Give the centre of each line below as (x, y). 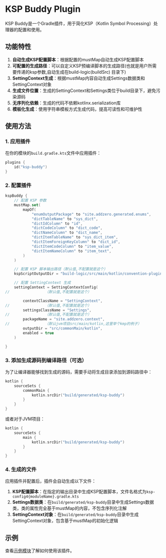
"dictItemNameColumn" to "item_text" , (71, 251)
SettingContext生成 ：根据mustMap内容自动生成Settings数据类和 (79, 78)
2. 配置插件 (18, 185)
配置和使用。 (31, 29)
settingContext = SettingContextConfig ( (56, 287)
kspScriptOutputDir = (36, 274)
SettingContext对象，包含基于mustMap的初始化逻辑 (65, 521)
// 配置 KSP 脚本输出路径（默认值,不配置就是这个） (61, 269)
